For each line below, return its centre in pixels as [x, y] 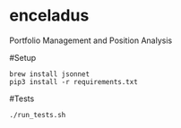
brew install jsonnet [50, 74]
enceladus [49, 16]
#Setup [23, 57]
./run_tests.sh [38, 115]
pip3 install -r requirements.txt [74, 81]
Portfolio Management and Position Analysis [91, 40]
